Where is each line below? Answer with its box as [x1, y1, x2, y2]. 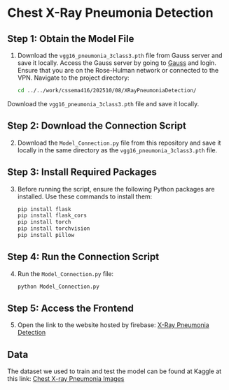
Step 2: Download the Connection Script [7, 120, 187, 132]
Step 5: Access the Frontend [7, 302, 134, 314]
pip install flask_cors [17, 212, 88, 219]
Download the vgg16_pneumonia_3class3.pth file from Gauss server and [17, 51, 223, 59]
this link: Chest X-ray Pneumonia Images [7, 375, 125, 383]
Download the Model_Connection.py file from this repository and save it [17, 138, 221, 147]
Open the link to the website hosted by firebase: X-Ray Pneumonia [17, 321, 209, 329]
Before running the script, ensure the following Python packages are [17, 185, 215, 193]
